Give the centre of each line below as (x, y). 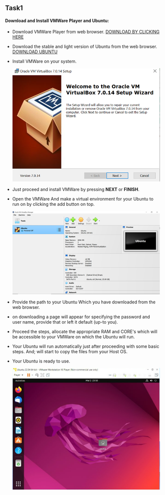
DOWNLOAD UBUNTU (35, 52)
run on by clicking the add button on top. (53, 204)
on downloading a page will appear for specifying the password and (81, 317)
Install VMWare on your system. (44, 61)
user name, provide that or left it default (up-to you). (65, 322)
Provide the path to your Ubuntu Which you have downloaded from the (84, 302)
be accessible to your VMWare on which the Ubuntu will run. (73, 336)
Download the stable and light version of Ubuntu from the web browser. (84, 46)
